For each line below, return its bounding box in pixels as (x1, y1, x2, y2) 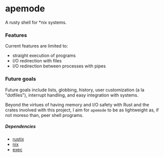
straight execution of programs (12, 52, 76, 58)
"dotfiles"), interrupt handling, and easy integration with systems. (5, 92, 139, 98)
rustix (12, 136, 24, 142)
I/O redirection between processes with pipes (12, 63, 106, 69)
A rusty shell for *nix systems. (5, 19, 67, 25)
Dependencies (5, 123, 36, 129)
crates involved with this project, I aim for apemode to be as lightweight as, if (5, 107, 159, 113)
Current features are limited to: (5, 43, 68, 49)
